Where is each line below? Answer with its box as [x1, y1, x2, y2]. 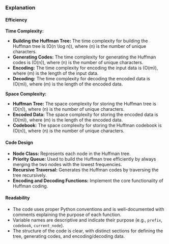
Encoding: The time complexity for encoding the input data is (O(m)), [12, 65, 158, 71]
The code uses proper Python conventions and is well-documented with [12, 206, 164, 212]
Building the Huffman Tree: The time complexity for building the [12, 38, 148, 44]
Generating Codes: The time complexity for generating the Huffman [12, 54, 156, 60]
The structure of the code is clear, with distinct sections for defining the [12, 228, 163, 234]
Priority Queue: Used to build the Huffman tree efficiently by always [12, 156, 156, 162]
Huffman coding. [12, 183, 48, 189]
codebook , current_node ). [12, 222, 65, 228]
